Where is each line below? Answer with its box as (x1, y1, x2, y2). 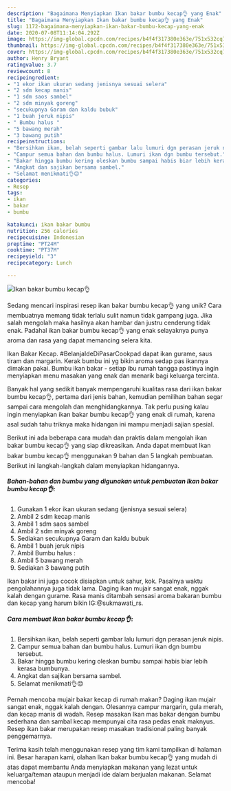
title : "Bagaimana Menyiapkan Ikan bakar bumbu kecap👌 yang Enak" (7, 17, 203, 23)
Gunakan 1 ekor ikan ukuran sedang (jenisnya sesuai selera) (16, 504, 188, 513)
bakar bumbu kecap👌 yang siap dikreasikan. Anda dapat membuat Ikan (7, 441, 211, 449)
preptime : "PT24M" (7, 240, 60, 247)
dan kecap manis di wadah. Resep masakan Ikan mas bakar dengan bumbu (7, 710, 221, 718)
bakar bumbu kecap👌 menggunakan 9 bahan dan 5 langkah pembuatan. (7, 451, 214, 460)
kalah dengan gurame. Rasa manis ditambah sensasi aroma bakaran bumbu (7, 591, 222, 599)
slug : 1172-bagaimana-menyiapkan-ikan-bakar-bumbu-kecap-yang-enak (7, 23, 205, 30)
